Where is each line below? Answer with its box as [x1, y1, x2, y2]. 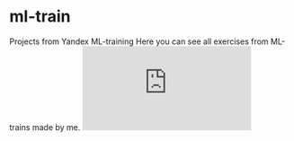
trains [9, 121, 31, 132]
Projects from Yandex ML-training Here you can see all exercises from [9, 36, 269, 47]
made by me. [31, 121, 81, 132]
